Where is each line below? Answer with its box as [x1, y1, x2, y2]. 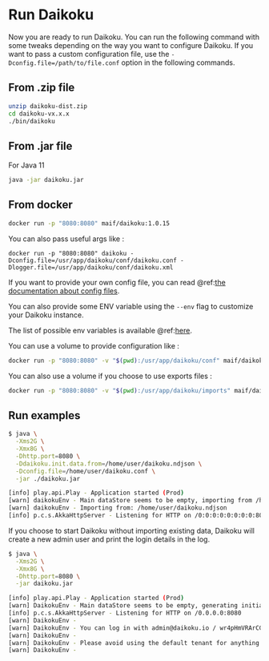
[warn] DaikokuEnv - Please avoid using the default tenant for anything [8, 639, 260, 647]
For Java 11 [8, 160, 45, 170]
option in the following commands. [121, 58, 235, 67]
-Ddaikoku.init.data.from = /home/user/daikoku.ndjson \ [15, 459, 203, 468]
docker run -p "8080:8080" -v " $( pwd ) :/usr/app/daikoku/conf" [8, 357, 220, 365]
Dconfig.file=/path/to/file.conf [8, 58, 120, 67]
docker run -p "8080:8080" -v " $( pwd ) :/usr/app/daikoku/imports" [8, 386, 231, 394]
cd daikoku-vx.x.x [8, 110, 70, 118]
